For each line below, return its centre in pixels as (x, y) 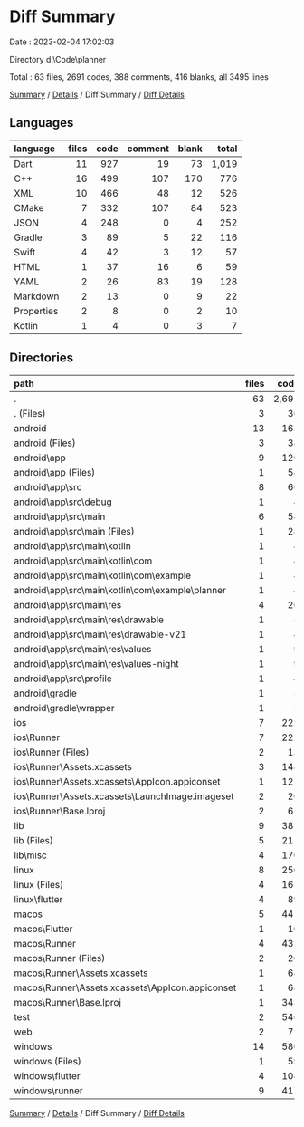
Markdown (37, 296)
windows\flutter (47, 1075)
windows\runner (48, 1091)
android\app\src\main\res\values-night (96, 663)
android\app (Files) (55, 472)
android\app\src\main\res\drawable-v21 (100, 634)
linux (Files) (39, 884)
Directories (42, 358)
